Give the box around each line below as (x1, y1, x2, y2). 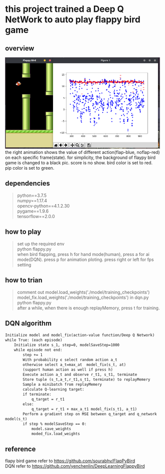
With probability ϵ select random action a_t (23, 358, 118, 363)
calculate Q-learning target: (23, 387, 84, 392)
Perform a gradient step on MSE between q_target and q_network (23, 412, 157, 417)
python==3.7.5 (17, 192, 47, 198)
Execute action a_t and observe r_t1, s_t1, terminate (23, 372, 137, 377)
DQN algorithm (5, 319, 52, 328)
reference (5, 445, 36, 453)
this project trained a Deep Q (5, 3, 124, 15)
